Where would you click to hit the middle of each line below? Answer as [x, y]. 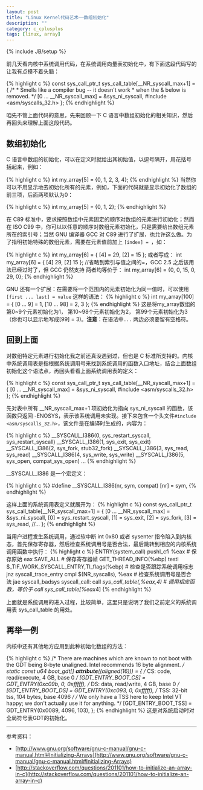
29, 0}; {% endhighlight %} [40, 276]
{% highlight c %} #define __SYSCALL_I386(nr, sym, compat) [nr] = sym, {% [101, 485]
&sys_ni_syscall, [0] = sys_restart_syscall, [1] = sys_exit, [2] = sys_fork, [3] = [101, 517]
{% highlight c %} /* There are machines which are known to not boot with [99, 658]
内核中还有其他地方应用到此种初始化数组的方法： [67, 646]
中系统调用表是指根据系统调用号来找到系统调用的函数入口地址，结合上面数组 [101, 363]
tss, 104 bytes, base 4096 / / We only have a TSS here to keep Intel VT [94, 696]
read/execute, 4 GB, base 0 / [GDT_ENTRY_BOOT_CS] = [76, 677]
